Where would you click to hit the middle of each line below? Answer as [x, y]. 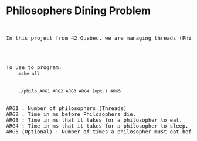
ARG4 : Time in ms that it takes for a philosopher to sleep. [97, 126]
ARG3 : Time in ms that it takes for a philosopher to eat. [94, 120]
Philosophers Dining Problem [79, 11]
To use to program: [34, 67]
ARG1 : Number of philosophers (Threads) [67, 108]
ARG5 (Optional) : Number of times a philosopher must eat [93, 132]
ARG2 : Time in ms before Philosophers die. [71, 114]
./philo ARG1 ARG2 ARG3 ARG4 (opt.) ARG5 [70, 91]
